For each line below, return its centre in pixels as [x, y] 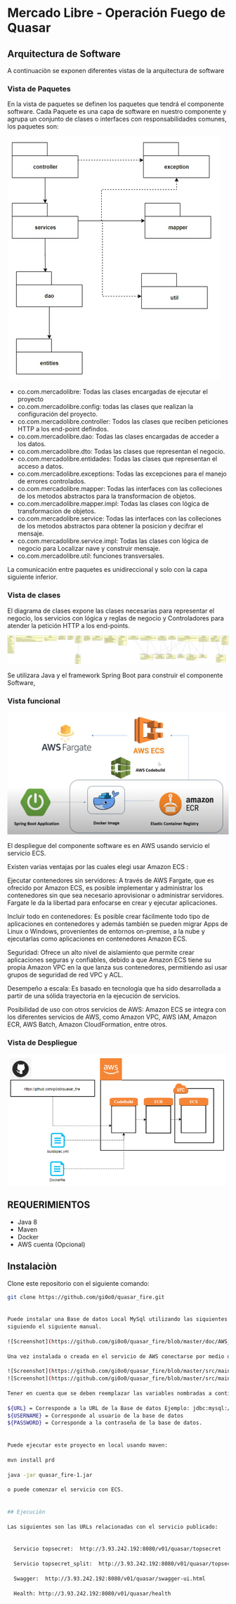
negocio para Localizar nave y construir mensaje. [89, 549]
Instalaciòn [32, 1266]
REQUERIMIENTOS [49, 1205]
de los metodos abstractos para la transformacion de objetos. [107, 496]
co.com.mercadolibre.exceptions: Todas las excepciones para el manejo [122, 474]
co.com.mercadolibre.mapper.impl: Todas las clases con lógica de [113, 504]
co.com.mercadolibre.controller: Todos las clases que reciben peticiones [123, 422]
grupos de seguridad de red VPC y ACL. [65, 974]
